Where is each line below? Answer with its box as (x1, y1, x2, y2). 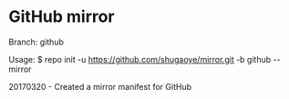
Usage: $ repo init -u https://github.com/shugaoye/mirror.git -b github (8, 54, 272, 64)
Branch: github (8, 36, 65, 47)
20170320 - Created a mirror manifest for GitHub (8, 81, 192, 92)
